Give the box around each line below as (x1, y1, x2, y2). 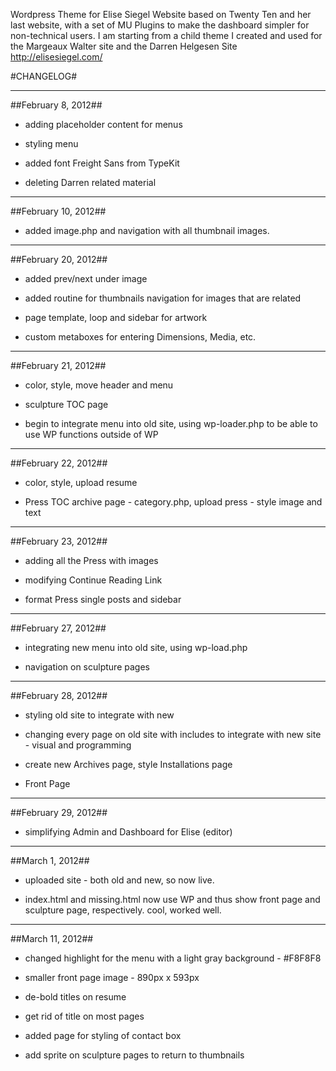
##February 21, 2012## (10, 360, 107, 371)
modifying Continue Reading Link (24, 574, 163, 586)
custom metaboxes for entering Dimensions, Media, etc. (24, 331, 257, 343)
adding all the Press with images (24, 555, 159, 566)
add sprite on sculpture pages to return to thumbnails (24, 1049, 245, 1061)
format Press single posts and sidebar (24, 594, 182, 605)
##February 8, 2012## (10, 99, 103, 111)
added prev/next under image (24, 273, 148, 284)
